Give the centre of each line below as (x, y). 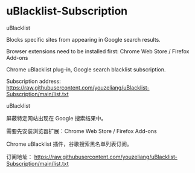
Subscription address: (34, 81)
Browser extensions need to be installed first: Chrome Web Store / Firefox (98, 51)
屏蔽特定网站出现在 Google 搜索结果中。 (56, 118)
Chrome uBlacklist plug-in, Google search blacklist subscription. (86, 69)
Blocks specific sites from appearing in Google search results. (84, 39)
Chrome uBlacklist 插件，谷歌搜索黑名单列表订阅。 (69, 144)
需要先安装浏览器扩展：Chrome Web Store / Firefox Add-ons (82, 131)
